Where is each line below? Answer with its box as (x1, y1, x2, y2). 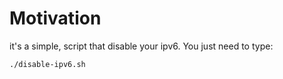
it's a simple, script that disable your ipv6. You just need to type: (9, 40, 274, 52)
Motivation (9, 7, 102, 30)
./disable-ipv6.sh (9, 59, 86, 69)
